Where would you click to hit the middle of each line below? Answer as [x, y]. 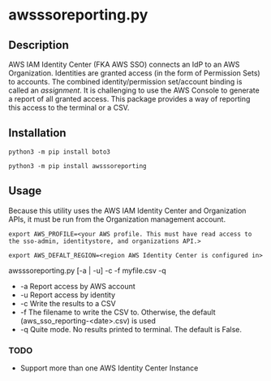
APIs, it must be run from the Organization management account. [117, 219]
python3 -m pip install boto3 [60, 152]
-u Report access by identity [68, 295]
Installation [37, 133]
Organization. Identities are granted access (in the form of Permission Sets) [135, 73]
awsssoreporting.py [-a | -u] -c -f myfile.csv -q [87, 271]
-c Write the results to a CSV [68, 303]
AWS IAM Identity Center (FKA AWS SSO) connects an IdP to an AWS [124, 64]
